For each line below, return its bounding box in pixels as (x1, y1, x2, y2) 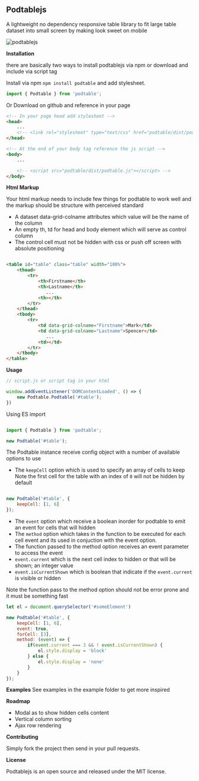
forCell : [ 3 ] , (17, 631, 52, 637)
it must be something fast (6, 592, 69, 600)
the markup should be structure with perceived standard (6, 202, 144, 209)
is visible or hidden (14, 575, 61, 582)
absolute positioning (14, 245, 65, 252)
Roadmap (6, 698, 31, 705)
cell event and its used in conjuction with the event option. (14, 537, 157, 544)
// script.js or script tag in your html (6, 378, 110, 384)
